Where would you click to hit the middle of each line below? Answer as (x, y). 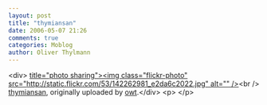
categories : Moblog (41, 45)
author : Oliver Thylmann (49, 52)
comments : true (33, 38)
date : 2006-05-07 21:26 (48, 30)
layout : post (30, 16)
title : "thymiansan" (43, 23)
